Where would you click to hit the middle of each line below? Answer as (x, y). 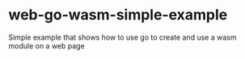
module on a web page (46, 45)
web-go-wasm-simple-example (118, 15)
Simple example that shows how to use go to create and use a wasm (122, 37)
